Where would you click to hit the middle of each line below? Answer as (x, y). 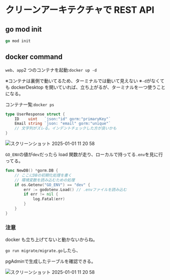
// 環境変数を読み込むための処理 (45, 180)
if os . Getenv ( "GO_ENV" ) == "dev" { (52, 185)
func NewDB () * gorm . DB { (32, 171)
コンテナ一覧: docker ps (30, 104)
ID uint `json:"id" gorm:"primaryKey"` (63, 119)
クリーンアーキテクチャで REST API (80, 10)
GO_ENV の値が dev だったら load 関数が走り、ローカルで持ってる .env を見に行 (84, 155)
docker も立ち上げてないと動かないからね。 (51, 240)
